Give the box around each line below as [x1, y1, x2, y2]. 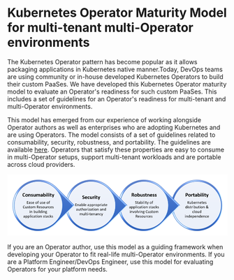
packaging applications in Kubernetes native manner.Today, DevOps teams [7, 65, 224, 73]
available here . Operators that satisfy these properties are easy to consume [7, 145, 225, 154]
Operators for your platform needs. [7, 265, 108, 273]
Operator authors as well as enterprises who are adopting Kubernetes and [7, 123, 221, 131]
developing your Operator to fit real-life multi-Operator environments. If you [7, 250, 225, 258]
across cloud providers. [7, 160, 75, 168]
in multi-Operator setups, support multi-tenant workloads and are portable [7, 152, 221, 161]
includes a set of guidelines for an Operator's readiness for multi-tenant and [7, 94, 226, 103]
